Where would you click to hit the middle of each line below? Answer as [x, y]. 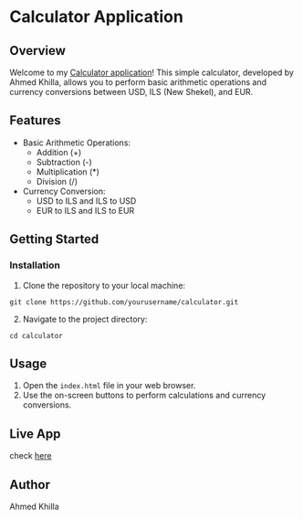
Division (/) [57, 181]
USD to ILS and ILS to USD [86, 201]
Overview [38, 51]
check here [31, 456]
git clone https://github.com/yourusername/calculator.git [124, 302]
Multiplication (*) [68, 172]
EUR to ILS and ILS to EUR [85, 210]
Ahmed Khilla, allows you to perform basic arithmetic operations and [138, 82]
